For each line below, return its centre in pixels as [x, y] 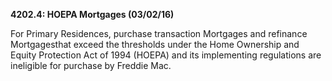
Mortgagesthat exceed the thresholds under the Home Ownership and [155, 44]
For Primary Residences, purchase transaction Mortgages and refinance [159, 33]
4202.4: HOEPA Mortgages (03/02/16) [92, 14]
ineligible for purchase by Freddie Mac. [91, 65]
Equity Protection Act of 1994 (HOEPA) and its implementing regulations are [166, 55]
